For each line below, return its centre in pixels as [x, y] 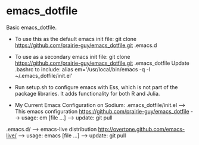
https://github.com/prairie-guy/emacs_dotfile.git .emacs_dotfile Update [102, 63]
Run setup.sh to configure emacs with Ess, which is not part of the [96, 87]
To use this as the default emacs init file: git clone [76, 39]
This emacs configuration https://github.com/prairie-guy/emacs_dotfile [102, 111]
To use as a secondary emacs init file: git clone [72, 56]
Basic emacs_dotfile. [32, 27]
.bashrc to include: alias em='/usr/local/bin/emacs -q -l [83, 69]
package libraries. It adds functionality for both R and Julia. [87, 93]
